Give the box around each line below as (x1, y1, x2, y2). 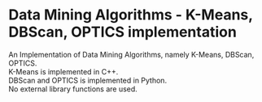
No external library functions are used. (8, 83, 138, 94)
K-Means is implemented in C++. (8, 66, 119, 76)
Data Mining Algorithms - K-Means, (8, 6, 253, 24)
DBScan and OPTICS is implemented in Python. (8, 75, 168, 85)
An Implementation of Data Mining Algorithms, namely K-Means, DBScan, (8, 49, 255, 59)
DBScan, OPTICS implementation (8, 23, 238, 41)
